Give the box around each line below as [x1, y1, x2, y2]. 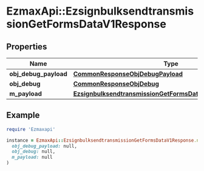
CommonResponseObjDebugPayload [73, 70, 183, 78]
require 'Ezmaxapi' [6, 126, 56, 132]
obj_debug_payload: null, [12, 143, 78, 149]
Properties [6, 41, 47, 52]
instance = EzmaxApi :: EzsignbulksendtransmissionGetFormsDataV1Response [6, 137, 194, 144]
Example [6, 110, 40, 120]
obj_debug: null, [12, 148, 56, 155]
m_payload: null [12, 154, 53, 161]
